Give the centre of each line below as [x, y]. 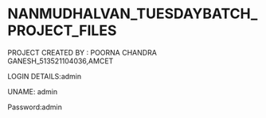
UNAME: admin [33, 91]
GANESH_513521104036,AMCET [61, 61]
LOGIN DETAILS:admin [44, 76]
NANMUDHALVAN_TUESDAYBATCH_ [133, 14]
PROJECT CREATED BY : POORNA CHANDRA [82, 52]
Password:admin [35, 107]
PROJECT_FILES [62, 30]
